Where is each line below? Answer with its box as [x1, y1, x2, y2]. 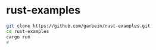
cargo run [6, 34, 31, 40]
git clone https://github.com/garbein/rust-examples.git [6, 23, 151, 29]
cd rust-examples [6, 28, 49, 34]
